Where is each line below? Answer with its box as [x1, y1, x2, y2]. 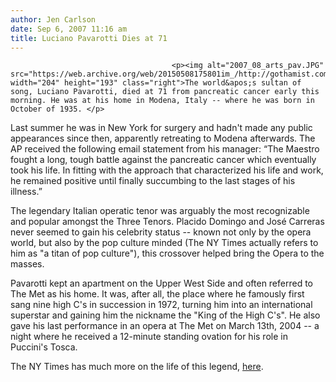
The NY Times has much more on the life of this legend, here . [10, 361, 264, 373]
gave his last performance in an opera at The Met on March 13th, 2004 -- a [10, 320, 320, 332]
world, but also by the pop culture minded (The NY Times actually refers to [10, 237, 319, 249]
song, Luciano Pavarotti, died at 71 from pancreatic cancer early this [10, 87, 320, 97]
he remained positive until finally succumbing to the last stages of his [10, 175, 296, 187]
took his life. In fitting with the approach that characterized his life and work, [10, 164, 324, 176]
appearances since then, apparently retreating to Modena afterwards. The [10, 132, 316, 145]
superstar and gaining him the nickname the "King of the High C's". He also [10, 309, 321, 321]
